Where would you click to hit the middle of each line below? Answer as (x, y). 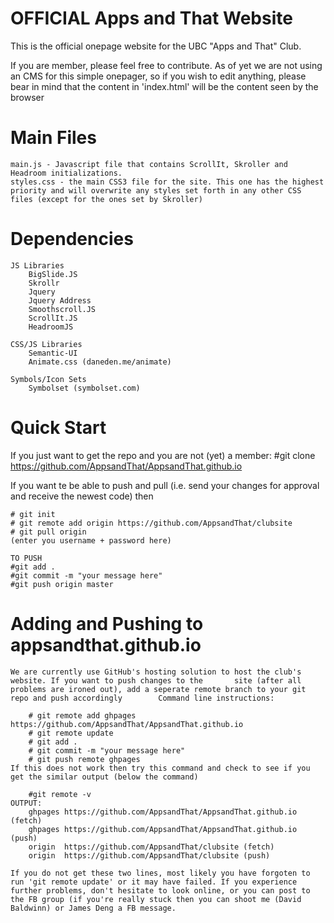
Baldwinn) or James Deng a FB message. (93, 908)
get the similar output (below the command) (104, 777)
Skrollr (44, 283)
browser (27, 97)
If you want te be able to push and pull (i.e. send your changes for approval (165, 485)
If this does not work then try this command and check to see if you (160, 768)
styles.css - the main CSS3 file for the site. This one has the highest (167, 182)
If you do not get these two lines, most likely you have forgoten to (160, 873)
